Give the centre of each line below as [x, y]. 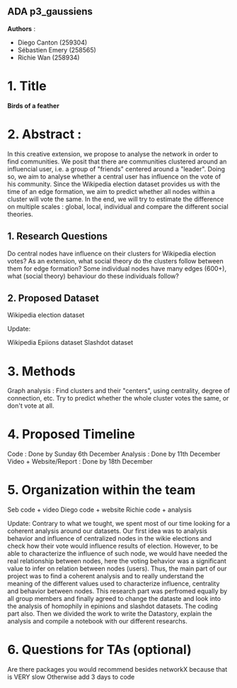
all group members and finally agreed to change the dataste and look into [114, 599]
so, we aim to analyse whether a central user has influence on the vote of [114, 176]
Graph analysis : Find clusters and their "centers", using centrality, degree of [119, 391]
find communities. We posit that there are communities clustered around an [117, 161]
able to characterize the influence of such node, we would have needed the [117, 554]
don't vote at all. [31, 406]
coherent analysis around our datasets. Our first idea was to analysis [107, 531]
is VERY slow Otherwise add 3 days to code [71, 677]
